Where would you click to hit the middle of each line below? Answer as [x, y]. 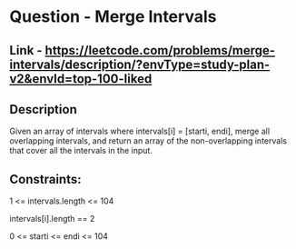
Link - [26, 50]
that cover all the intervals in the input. [81, 151]
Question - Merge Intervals [113, 17]
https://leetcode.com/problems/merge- [160, 50]
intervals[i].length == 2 [52, 219]
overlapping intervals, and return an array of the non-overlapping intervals [148, 141]
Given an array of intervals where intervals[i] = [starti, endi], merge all [140, 131]
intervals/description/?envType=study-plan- [140, 64]
